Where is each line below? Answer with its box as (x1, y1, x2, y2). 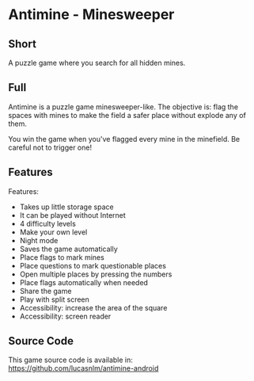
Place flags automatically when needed (19, 277, 149, 287)
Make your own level (19, 227, 88, 237)
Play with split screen (19, 295, 89, 304)
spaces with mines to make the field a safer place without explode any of (8, 110, 247, 120)
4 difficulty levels (19, 219, 77, 228)
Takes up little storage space (19, 202, 114, 211)
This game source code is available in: (8, 355, 133, 365)
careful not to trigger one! (8, 143, 93, 152)
